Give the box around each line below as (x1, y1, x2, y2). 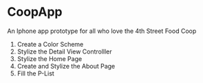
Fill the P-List (17, 69, 55, 78)
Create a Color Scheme (17, 40, 84, 48)
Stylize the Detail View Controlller (17, 47, 112, 56)
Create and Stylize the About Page (17, 62, 116, 70)
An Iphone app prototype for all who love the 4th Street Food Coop (7, 27, 197, 35)
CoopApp (7, 4, 63, 20)
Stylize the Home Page (17, 54, 83, 62)
